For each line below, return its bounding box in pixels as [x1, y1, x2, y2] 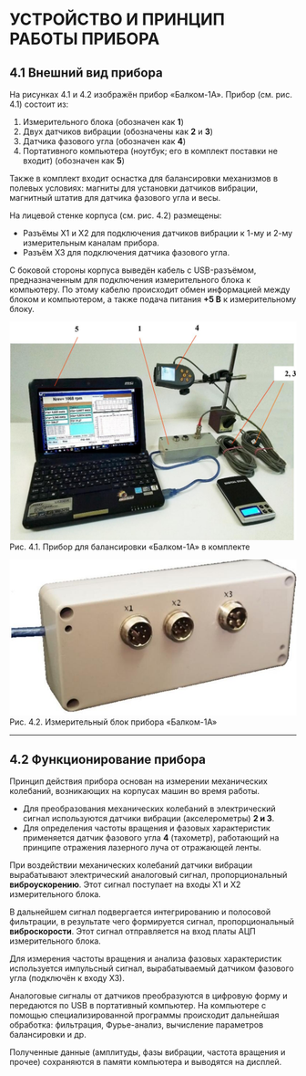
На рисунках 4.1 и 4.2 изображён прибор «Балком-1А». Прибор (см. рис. [9, 89, 293, 99]
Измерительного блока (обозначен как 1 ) [22, 117, 184, 127]
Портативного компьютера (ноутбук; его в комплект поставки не [22, 146, 278, 156]
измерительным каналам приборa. [22, 237, 159, 248]
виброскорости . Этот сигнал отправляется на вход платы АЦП [9, 926, 257, 937]
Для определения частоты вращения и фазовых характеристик [22, 822, 270, 834]
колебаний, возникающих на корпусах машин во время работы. [9, 786, 260, 797]
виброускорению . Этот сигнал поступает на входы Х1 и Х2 [9, 879, 241, 890]
